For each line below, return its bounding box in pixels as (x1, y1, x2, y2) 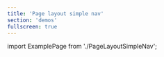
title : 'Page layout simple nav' (7, 10, 104, 17)
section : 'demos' (7, 17, 58, 24)
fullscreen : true (7, 23, 58, 30)
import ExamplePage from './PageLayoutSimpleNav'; (7, 42, 158, 51)
